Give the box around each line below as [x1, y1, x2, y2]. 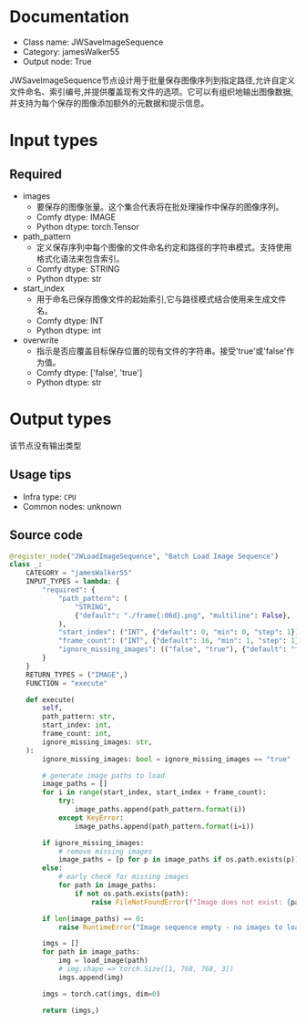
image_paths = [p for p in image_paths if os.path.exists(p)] [57, 855, 300, 864]
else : [42, 864, 64, 873]
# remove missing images [57, 846, 153, 856]
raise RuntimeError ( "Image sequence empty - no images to [57, 923, 283, 932]
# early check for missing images [57, 873, 189, 882]
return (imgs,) [42, 1006, 100, 1015]
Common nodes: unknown [22, 501, 122, 512]
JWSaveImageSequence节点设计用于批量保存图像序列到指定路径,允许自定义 [9, 75, 296, 86]
